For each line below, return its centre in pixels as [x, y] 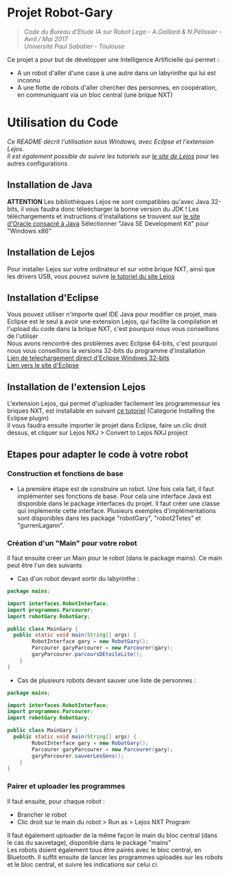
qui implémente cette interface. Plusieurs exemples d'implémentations [116, 510]
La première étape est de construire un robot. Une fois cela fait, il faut [115, 488]
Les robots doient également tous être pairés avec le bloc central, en [104, 850]
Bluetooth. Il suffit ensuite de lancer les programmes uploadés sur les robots [115, 857]
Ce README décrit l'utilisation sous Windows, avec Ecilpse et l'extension [111, 141]
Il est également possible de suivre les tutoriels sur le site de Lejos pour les [113, 156]
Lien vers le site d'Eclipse [43, 365]
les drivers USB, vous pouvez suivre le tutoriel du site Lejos [91, 276]
